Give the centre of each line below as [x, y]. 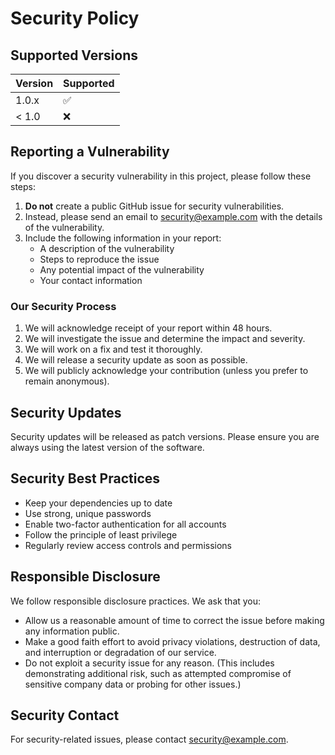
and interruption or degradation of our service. [120, 652]
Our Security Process [63, 306]
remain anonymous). [67, 381]
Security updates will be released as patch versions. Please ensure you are [165, 436]
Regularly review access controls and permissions [128, 545]
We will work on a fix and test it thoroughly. [113, 349]
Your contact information [91, 280]
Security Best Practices [85, 478]
